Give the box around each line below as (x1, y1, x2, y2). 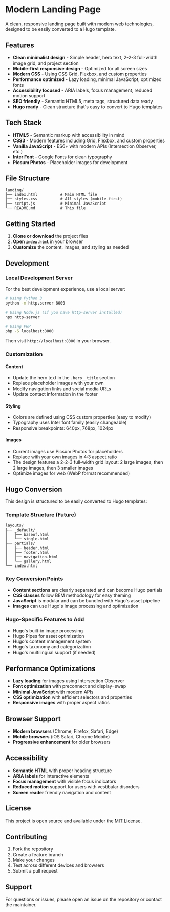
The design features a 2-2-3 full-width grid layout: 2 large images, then (12, 459, 163, 465)
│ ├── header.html (5, 545, 50, 551)
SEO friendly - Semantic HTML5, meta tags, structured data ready (12, 98, 153, 104)
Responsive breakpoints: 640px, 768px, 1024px (12, 425, 114, 431)
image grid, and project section (12, 60, 79, 66)
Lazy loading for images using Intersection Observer (12, 678, 124, 684)
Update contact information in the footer (12, 391, 98, 397)
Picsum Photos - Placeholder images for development (12, 159, 128, 165)
